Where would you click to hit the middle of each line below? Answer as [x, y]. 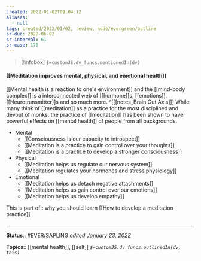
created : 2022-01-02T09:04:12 [44, 12]
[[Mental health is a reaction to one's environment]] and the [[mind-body [96, 89]
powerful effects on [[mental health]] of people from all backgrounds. [92, 121]
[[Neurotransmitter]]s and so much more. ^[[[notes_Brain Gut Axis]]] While [98, 102]
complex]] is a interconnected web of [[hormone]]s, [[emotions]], [87, 96]
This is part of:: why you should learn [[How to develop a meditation [90, 208]
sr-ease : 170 [22, 45]
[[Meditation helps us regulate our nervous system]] [88, 165]
